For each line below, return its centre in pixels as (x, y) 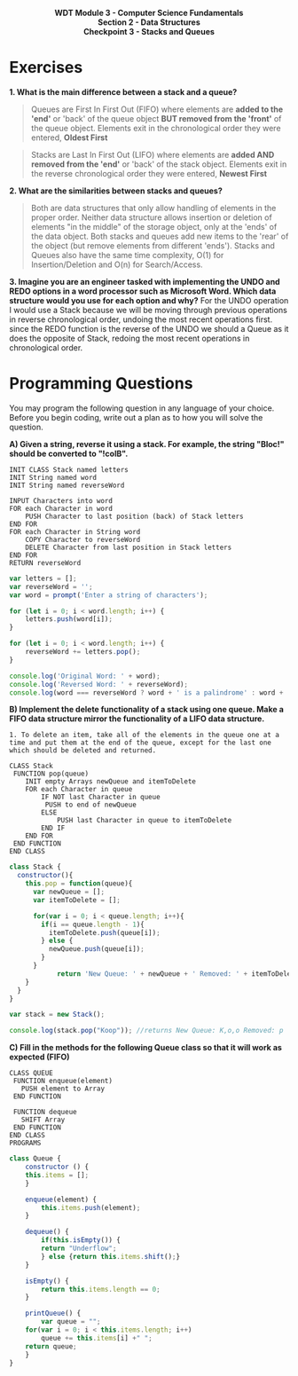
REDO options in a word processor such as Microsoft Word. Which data (143, 291)
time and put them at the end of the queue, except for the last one (141, 743)
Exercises (46, 68)
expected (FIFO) (39, 1057)
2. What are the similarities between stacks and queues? (116, 191)
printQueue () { (53, 1313)
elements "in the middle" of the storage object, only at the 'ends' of (154, 226)
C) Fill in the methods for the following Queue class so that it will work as (145, 1048)
